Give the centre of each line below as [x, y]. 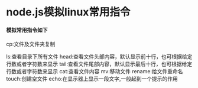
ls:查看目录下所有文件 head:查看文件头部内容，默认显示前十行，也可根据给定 [99, 57]
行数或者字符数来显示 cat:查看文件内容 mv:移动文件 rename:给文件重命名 [95, 71]
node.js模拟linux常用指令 [68, 12]
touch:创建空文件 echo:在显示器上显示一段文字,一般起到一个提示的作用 [92, 79]
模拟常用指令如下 [27, 30]
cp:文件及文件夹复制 [31, 44]
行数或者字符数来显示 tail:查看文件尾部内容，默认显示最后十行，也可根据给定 [99, 64]
